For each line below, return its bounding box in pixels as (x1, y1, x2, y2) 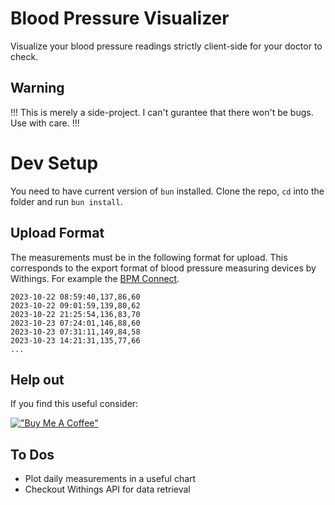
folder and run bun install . (10, 195, 123, 207)
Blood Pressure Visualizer (10, 7, 230, 30)
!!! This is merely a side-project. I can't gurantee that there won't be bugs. (10, 106, 314, 118)
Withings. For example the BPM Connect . (10, 272, 180, 284)
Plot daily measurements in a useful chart (24, 473, 197, 485)
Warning (10, 80, 65, 97)
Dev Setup (10, 152, 99, 174)
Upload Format (10, 225, 105, 242)
